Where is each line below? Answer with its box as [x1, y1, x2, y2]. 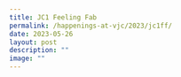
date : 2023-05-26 [9, 29, 74, 38]
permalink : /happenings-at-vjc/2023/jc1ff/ [9, 21, 173, 30]
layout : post [9, 37, 58, 47]
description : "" [9, 46, 69, 55]
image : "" [9, 54, 46, 63]
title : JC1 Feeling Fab [9, 12, 98, 22]
